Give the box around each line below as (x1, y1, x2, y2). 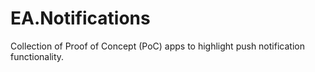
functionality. (10, 50, 65, 62)
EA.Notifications (10, 7, 151, 30)
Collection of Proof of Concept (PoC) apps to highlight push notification (10, 40, 305, 52)
